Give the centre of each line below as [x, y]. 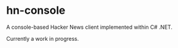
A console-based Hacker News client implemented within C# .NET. [90, 27]
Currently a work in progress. [43, 38]
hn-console [36, 10]
